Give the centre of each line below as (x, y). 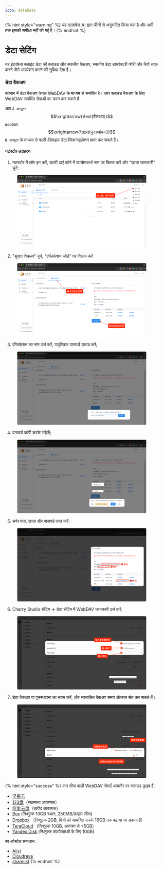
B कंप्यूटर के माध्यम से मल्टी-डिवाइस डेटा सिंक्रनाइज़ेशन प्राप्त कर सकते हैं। (62, 140)
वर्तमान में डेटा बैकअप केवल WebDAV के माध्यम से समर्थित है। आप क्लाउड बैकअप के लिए (75, 93)
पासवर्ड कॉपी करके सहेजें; (32, 433)
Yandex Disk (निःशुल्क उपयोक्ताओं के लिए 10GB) (53, 831)
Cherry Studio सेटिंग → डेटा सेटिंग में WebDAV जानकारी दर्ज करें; (67, 609)
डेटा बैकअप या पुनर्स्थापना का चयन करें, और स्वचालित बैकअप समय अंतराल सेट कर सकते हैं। (84, 697)
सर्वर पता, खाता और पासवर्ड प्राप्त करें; (41, 521)
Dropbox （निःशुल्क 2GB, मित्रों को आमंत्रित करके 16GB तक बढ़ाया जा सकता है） (79, 820)
